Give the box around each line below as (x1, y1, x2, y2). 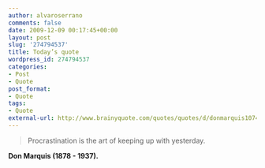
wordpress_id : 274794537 (8, 56, 90, 64)
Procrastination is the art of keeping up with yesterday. (27, 136, 206, 145)
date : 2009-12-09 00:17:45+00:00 (8, 26, 118, 34)
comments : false (8, 19, 62, 27)
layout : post (8, 33, 51, 42)
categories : (8, 63, 47, 71)
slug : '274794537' (8, 41, 69, 49)
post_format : (8, 84, 51, 93)
